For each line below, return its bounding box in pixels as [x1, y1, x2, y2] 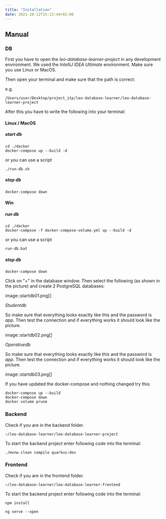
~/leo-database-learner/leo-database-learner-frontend [5, 482, 121, 487]
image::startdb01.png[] [5, 293, 52, 299]
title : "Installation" [5, 7, 52, 12]
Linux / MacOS [5, 120, 36, 126]
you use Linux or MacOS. [5, 67, 57, 73]
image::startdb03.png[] [5, 371, 53, 377]
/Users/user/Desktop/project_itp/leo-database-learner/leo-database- [5, 96, 152, 101]
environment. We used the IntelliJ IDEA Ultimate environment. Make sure [5, 61, 153, 67]
